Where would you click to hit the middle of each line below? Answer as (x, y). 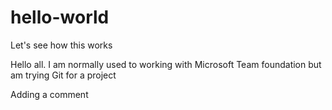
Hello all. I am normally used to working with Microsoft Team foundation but (166, 64)
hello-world (60, 17)
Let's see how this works (61, 45)
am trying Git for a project (63, 75)
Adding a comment (49, 94)
